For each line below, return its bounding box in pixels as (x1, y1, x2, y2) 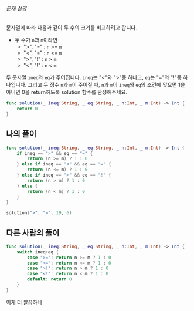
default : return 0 (27, 276, 72, 282)
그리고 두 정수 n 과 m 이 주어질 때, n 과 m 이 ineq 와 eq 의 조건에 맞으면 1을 (28, 82, 186, 89)
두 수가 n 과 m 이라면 (14, 36, 58, 43)
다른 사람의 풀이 (6, 228, 60, 238)
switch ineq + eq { (16, 249, 59, 255)
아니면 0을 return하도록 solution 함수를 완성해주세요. (6, 89, 128, 96)
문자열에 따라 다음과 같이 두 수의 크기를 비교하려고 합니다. (6, 24, 138, 31)
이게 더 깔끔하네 (6, 299, 43, 306)
